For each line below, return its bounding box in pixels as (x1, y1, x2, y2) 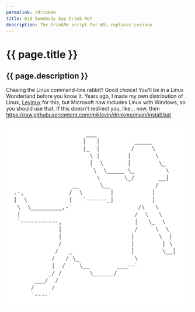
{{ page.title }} (6, 47, 78, 61)
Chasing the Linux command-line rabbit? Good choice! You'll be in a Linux (6, 87, 184, 94)
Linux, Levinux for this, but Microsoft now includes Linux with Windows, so (6, 99, 186, 106)
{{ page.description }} (6, 71, 89, 81)
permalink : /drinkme (6, 9, 57, 15)
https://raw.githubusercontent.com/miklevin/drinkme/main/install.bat (6, 111, 171, 118)
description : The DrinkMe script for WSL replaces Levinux (6, 22, 153, 28)
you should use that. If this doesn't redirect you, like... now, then (6, 105, 161, 112)
